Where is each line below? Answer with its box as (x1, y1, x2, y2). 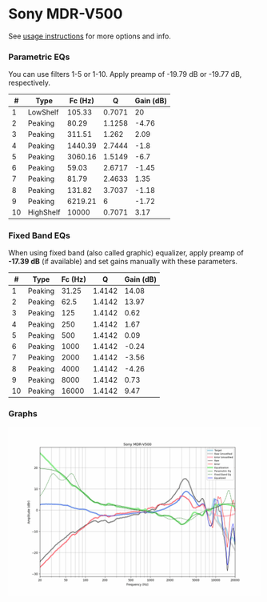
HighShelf (27, 207, 61, 217)
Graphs (8, 408, 38, 419)
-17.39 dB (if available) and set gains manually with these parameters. (8, 257, 238, 267)
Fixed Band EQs (8, 230, 70, 241)
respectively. (8, 78, 50, 88)
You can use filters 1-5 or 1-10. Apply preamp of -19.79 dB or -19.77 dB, (8, 70, 242, 79)
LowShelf (27, 107, 59, 117)
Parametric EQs (8, 51, 70, 62)
